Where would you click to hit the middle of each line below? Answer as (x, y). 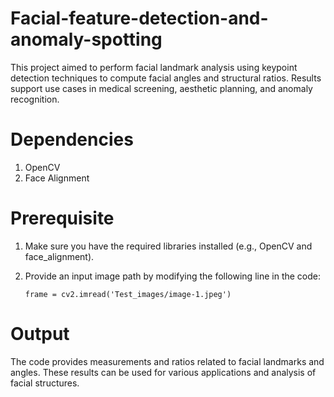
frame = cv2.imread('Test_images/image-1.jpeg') (128, 294)
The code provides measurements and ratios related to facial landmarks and (167, 361)
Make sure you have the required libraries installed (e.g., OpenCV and (168, 246)
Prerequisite (62, 218)
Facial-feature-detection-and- (139, 18)
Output (40, 334)
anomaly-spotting (86, 39)
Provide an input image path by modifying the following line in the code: (173, 276)
